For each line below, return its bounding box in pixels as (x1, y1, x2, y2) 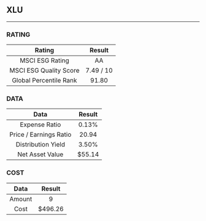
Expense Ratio (20, 120, 61, 129)
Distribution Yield (15, 140, 66, 149)
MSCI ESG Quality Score (9, 67, 80, 75)
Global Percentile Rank (12, 76, 78, 85)
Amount (9, 195, 32, 203)
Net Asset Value (17, 150, 64, 159)
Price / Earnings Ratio (9, 131, 72, 139)
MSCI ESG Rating (19, 56, 69, 65)
